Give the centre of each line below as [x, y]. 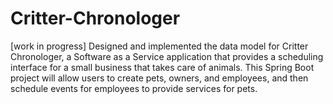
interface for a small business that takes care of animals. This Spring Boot [162, 67]
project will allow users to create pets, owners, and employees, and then [159, 78]
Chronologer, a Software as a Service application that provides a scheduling [167, 56]
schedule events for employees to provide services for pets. [134, 88]
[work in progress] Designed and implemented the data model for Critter [159, 46]
